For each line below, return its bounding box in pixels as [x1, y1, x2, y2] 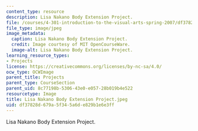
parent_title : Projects [6, 74, 65, 80]
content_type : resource [6, 8, 65, 15]
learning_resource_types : [6, 53, 70, 58]
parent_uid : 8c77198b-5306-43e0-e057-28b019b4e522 [6, 86, 133, 91]
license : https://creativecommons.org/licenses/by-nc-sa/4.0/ [6, 63, 162, 70]
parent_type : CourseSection [6, 80, 75, 86]
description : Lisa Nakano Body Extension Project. [6, 14, 133, 20]
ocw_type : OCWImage [6, 69, 54, 75]
